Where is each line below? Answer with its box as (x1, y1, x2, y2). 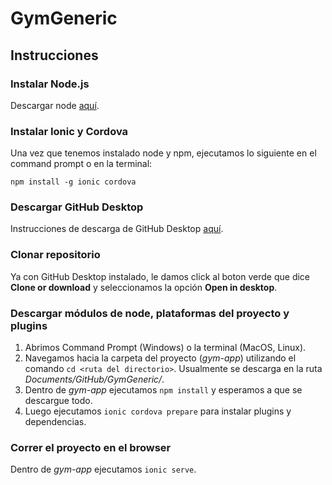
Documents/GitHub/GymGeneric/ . (24, 373, 165, 386)
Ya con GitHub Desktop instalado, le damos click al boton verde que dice (10, 270, 311, 282)
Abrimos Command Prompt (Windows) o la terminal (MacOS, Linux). (24, 342, 307, 354)
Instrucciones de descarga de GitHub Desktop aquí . (10, 223, 224, 235)
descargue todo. (24, 395, 93, 407)
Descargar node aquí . (10, 99, 100, 111)
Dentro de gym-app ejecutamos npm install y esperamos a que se (24, 384, 303, 396)
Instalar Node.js (10, 77, 90, 91)
